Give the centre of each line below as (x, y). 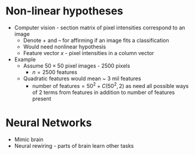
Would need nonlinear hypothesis (64, 47)
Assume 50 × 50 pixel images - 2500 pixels (77, 66)
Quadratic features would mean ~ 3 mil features (82, 78)
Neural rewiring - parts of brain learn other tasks (74, 145)
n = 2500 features (55, 72)
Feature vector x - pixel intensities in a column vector (89, 53)
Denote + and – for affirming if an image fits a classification (96, 40)
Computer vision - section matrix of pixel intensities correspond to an (100, 28)
